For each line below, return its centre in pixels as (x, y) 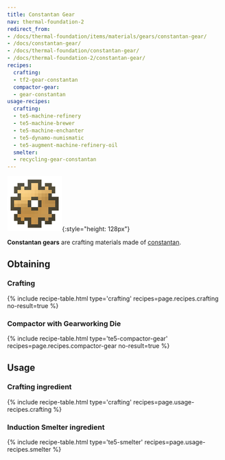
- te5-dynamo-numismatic (49, 138)
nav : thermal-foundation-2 (46, 22)
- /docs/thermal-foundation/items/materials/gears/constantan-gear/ (107, 36)
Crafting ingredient (39, 387)
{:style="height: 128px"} (96, 229)
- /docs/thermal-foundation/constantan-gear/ (73, 51)
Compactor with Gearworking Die (64, 323)
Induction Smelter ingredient (56, 427)
